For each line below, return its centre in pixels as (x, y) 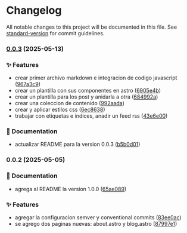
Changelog (34, 10)
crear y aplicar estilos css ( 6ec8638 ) (60, 110)
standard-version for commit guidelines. (55, 33)
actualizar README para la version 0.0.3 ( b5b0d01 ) (77, 145)
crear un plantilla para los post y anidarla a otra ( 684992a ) (86, 97)
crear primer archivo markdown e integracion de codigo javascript (96, 78)
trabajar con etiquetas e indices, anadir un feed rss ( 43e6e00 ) (91, 116)
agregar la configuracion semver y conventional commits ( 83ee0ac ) (98, 217)
